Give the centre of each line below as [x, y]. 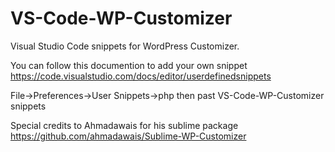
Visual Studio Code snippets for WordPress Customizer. [125, 46]
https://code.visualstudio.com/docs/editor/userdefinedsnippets [141, 76]
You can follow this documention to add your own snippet [129, 65]
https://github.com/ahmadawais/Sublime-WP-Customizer [128, 136]
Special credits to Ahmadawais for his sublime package [124, 125]
